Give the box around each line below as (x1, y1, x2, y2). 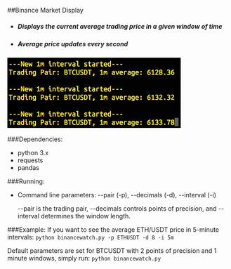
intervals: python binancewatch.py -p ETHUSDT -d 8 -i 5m (7, 233, 174, 242)
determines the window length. (41, 212, 131, 221)
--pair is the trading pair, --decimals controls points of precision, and (17, 204, 217, 213)
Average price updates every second (17, 39, 128, 48)
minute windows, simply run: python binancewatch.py (7, 254, 161, 263)
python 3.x (17, 149, 49, 157)
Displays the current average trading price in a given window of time (17, 22, 223, 30)
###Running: (7, 177, 45, 185)
